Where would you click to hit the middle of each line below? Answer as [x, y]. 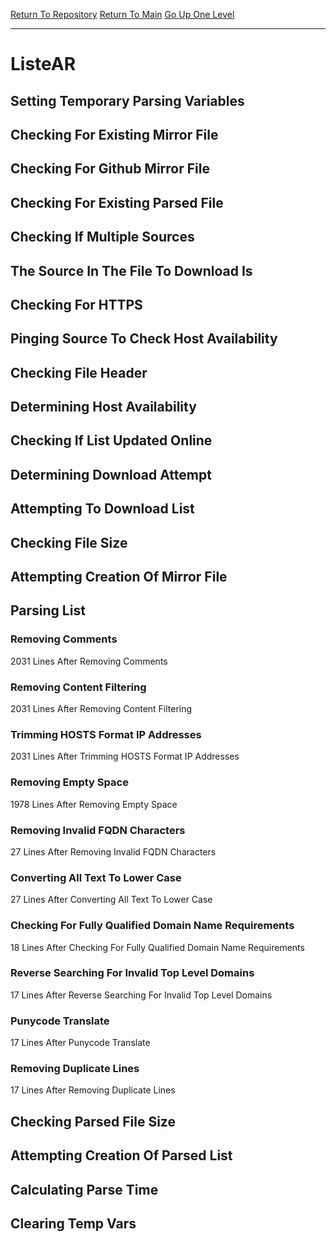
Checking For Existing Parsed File [117, 202]
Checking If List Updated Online [111, 440]
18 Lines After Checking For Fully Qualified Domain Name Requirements [157, 947]
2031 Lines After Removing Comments [89, 661]
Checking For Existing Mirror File [114, 134]
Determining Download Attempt [111, 474]
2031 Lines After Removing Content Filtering [101, 709]
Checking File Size [69, 542]
